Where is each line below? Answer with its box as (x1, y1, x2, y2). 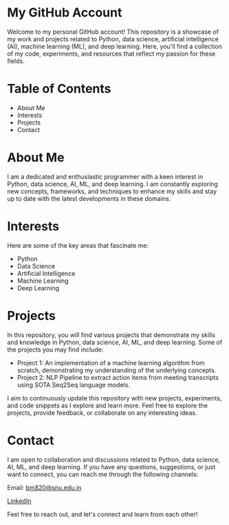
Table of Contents (7, 81, 111, 97)
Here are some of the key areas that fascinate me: (7, 241, 149, 249)
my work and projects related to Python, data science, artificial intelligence (7, 34, 219, 43)
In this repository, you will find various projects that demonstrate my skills (7, 330, 215, 339)
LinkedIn (7, 497, 32, 505)
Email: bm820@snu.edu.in (7, 483, 82, 491)
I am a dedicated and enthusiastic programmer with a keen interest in (7, 172, 204, 180)
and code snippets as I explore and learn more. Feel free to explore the (7, 401, 208, 409)
